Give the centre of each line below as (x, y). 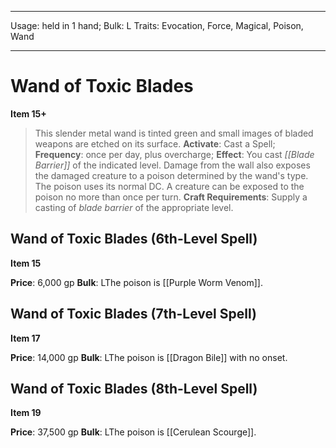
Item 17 (25, 338)
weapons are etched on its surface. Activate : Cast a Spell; (155, 143)
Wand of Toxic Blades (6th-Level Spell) (134, 239)
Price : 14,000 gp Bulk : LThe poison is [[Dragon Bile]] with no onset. (149, 357)
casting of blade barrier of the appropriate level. (134, 207)
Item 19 (26, 413)
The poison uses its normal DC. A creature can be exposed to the (169, 186)
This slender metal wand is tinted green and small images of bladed (174, 133)
